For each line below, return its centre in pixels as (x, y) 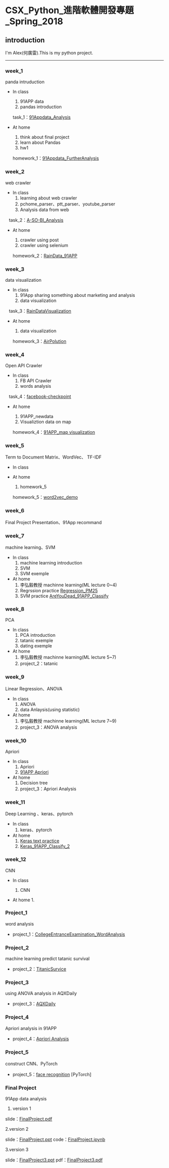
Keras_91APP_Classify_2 (45, 846)
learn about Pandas (40, 142)
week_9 (15, 677)
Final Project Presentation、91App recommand (54, 522)
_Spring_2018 (34, 21)
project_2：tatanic (39, 664)
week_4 (15, 354)
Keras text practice (39, 841)
